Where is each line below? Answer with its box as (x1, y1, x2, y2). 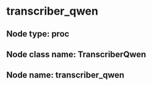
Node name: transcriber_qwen (6, 70, 125, 81)
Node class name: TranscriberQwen (6, 49, 147, 59)
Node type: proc (6, 29, 70, 39)
